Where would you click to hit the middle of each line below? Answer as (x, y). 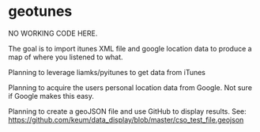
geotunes (40, 11)
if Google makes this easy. (51, 96)
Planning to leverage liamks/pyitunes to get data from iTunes (107, 72)
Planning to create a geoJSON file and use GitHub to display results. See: (127, 111)
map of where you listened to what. (66, 57)
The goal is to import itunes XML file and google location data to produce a (130, 48)
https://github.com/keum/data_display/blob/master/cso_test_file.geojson (126, 119)
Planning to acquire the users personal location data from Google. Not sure (130, 87)
